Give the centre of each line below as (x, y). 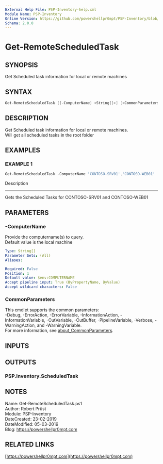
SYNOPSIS (22, 65)
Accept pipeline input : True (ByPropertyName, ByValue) (63, 282)
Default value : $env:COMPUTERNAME (40, 278)
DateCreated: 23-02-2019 (31, 419)
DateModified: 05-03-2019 (32, 424)
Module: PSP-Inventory (28, 414)
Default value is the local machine (39, 242)
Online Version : (21, 18)
